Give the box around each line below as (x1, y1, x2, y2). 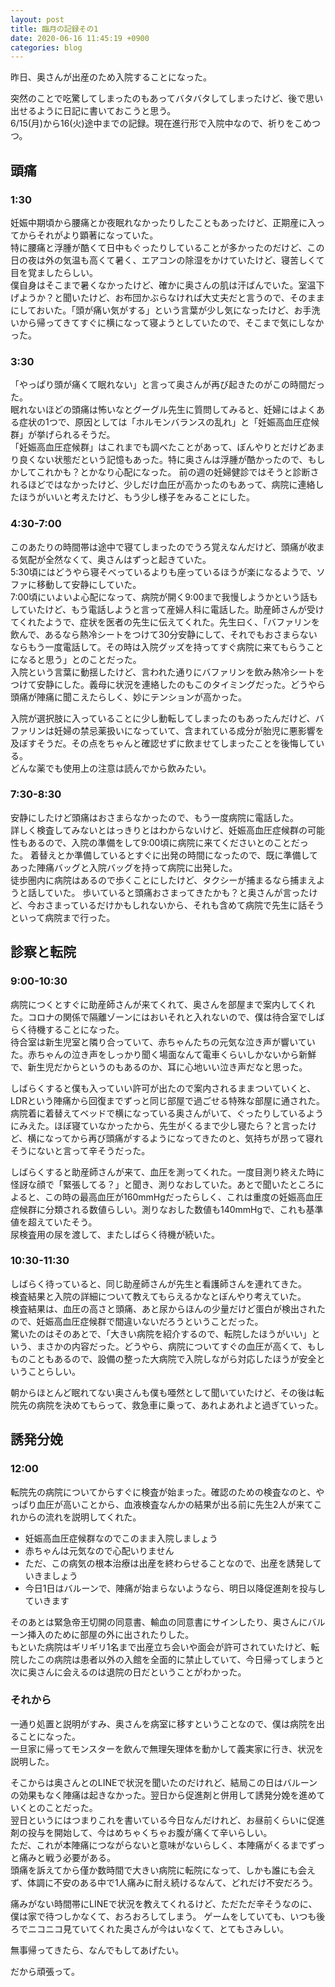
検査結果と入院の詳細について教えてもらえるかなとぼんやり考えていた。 (10, 1290, 307, 1302)
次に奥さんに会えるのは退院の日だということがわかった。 (10, 1666, 247, 1678)
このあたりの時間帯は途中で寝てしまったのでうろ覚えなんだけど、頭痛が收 (10, 541, 317, 553)
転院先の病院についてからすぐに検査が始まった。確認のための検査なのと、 (10, 1486, 317, 1498)
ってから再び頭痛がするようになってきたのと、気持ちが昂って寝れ (53, 1132, 324, 1144)
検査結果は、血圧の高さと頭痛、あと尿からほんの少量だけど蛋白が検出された (10, 1302, 326, 1315)
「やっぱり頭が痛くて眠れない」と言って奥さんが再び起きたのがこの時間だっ (10, 379, 325, 391)
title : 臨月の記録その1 (10, 24, 99, 34)
